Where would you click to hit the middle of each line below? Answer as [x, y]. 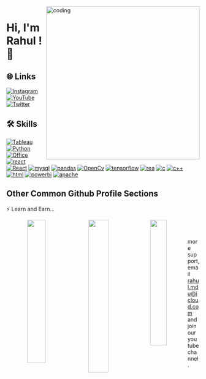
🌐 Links [21, 76]
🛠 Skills [22, 124]
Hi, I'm [23, 28]
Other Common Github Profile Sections [82, 194]
